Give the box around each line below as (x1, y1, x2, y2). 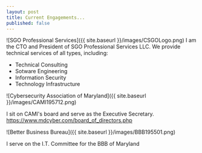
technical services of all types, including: (6, 50, 108, 57)
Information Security (15, 74, 67, 82)
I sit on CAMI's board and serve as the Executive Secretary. (6, 110, 154, 118)
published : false (6, 20, 50, 26)
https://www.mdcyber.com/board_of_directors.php (6, 117, 133, 124)
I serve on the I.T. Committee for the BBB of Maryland (6, 140, 140, 148)
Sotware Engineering (15, 68, 68, 75)
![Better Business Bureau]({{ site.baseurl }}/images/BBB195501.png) (6, 128, 176, 136)
